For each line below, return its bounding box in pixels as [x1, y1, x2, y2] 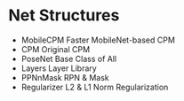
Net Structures [8, 5, 120, 26]
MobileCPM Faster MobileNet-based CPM [20, 35, 175, 45]
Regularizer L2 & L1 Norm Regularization [20, 82, 169, 92]
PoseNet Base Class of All [20, 53, 117, 64]
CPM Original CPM [20, 43, 91, 54]
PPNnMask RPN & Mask [20, 72, 109, 82]
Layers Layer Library [20, 63, 97, 74]
